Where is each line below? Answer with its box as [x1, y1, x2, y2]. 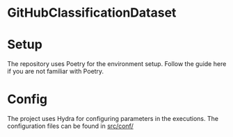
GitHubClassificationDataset [7, 5, 177, 21]
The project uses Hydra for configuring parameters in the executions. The [7, 115, 219, 123]
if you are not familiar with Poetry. [7, 67, 104, 76]
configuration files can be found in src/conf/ [7, 122, 134, 130]
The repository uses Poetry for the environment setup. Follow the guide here [7, 60, 227, 68]
